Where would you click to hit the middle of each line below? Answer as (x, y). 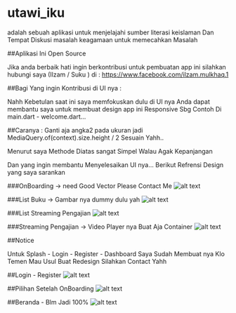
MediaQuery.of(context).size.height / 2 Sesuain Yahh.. (86, 138)
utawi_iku (36, 13)
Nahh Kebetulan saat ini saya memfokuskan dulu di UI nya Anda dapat (109, 101)
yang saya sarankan (36, 172)
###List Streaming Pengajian (49, 213)
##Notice (21, 240)
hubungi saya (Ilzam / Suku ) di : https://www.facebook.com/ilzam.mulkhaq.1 (118, 74)
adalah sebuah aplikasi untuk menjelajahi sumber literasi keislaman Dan (111, 32)
